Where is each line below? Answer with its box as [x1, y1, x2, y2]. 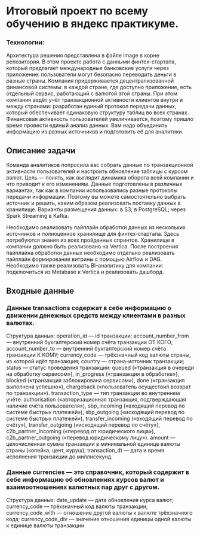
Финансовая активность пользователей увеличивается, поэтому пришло [6, 115, 194, 123]
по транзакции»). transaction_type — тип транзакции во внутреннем [6, 389, 180, 396]
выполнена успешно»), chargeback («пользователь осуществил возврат [6, 383, 191, 390]
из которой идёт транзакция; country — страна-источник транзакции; [6, 357, 185, 364]
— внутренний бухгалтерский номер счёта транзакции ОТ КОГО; [6, 338, 173, 345]
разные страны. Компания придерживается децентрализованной [6, 77, 174, 84]
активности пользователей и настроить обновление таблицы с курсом [6, 168, 188, 175]
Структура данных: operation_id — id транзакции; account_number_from [6, 332, 189, 339]
